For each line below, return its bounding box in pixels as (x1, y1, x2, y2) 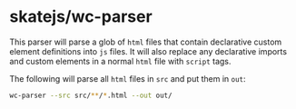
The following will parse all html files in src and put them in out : (9, 73, 247, 84)
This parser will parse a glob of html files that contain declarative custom (9, 36, 282, 47)
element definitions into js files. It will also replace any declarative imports (9, 45, 288, 56)
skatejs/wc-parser (9, 6, 153, 27)
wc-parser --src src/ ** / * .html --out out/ (9, 91, 173, 100)
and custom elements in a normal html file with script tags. (9, 55, 232, 66)
